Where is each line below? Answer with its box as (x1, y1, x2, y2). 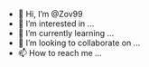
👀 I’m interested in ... (17, 18, 95, 29)
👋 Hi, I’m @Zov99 (17, 9, 83, 19)
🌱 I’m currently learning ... (17, 28, 115, 38)
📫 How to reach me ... (17, 48, 102, 58)
